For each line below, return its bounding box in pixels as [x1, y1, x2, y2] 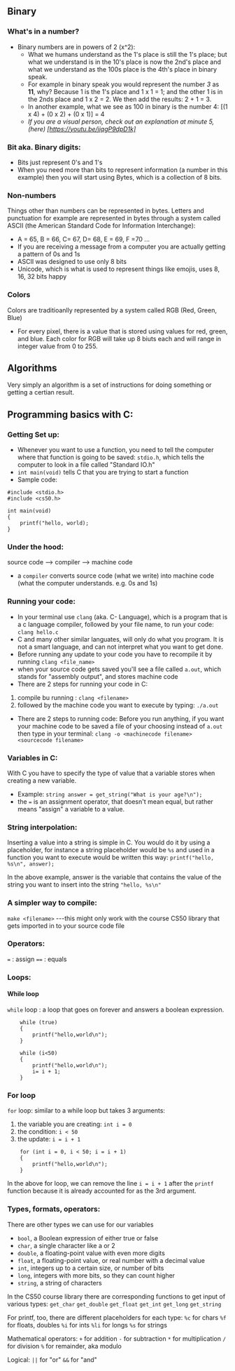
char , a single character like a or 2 [17, 1241, 115, 1250]
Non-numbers [7, 190, 57, 200]
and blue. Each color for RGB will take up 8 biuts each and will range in [17, 334, 222, 343]
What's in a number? [7, 27, 80, 37]
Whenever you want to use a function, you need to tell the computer [17, 446, 214, 454]
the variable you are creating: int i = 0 [17, 1120, 132, 1129]
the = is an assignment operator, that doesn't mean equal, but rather [17, 797, 213, 806]
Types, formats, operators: [7, 1204, 101, 1214]
